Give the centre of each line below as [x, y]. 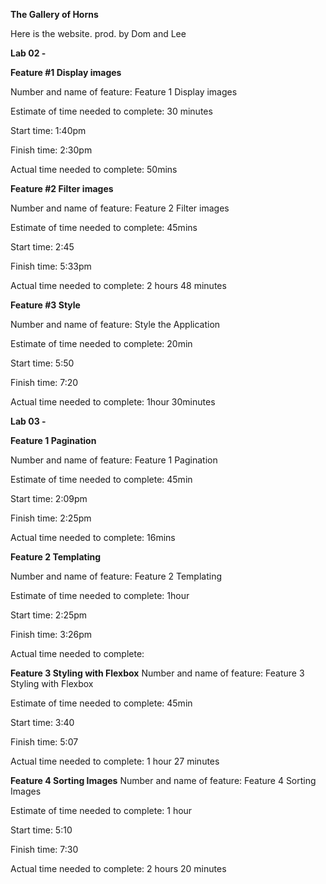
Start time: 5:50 [42, 363]
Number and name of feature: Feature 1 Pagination [114, 460]
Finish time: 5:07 [44, 742]
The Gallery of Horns [54, 14]
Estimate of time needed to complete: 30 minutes [111, 111]
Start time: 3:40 [42, 722]
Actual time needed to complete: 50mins [94, 169]
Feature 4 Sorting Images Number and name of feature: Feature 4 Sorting [163, 780]
